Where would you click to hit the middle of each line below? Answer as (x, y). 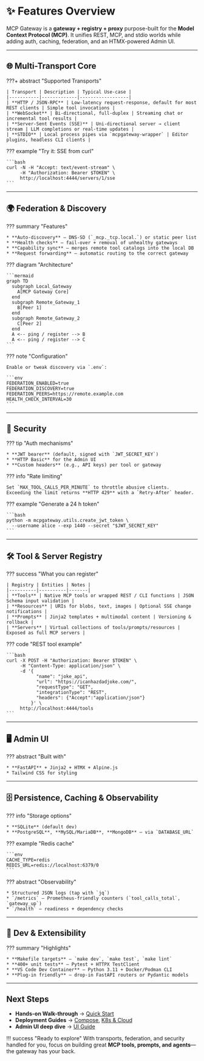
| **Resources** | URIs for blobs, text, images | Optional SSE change (99, 606)
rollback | (20, 622)
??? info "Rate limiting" (34, 476)
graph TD (17, 281)
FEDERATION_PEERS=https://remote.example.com (65, 394)
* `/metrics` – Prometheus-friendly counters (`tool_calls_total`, (93, 898)
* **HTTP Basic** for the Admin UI (51, 460)
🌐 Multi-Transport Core (51, 66)
